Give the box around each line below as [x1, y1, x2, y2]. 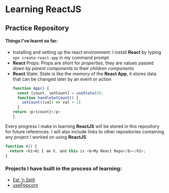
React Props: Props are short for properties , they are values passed [12, 60, 154, 66]
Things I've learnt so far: [5, 38, 58, 44]
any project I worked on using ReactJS [5, 134, 87, 140]
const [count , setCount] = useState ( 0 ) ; [17, 90, 104, 96]
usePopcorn [12, 182, 38, 188]
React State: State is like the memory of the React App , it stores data [12, 70, 157, 76]
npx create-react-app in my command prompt [12, 54, 109, 60]
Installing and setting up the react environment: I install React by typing [12, 49, 161, 55]
